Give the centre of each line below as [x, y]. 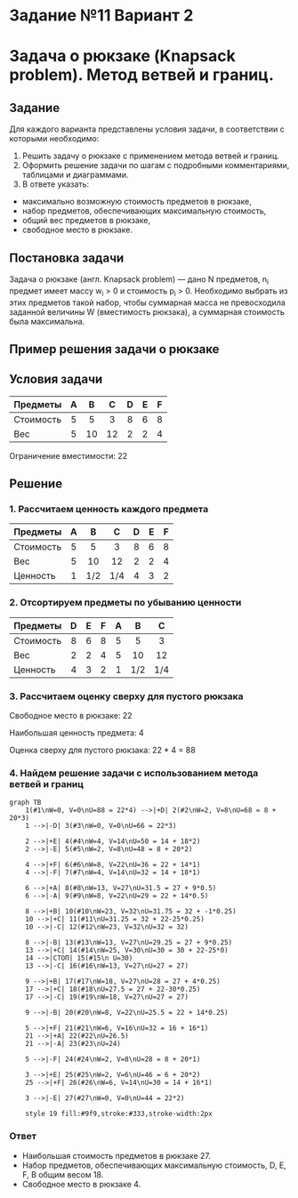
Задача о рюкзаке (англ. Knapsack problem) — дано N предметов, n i [139, 280]
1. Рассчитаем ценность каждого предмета [109, 510]
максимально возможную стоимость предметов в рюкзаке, [137, 202]
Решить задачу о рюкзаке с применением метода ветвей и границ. [151, 156]
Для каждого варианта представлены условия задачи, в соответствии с [147, 129]
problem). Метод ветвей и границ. [141, 75]
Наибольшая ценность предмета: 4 [77, 733]
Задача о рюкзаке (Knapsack [122, 56]
